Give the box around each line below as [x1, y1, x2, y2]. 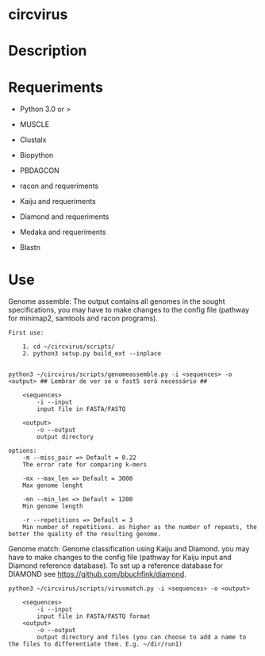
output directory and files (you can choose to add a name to [36, 633, 247, 642]
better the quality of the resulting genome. [8, 530, 161, 539]
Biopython [19, 151, 54, 160]
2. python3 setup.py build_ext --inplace [22, 350, 161, 358]
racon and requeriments [19, 181, 99, 191]
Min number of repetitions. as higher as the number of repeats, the [22, 524, 258, 531]
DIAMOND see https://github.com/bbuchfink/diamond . [8, 570, 186, 579]
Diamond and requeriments [19, 212, 109, 221]
